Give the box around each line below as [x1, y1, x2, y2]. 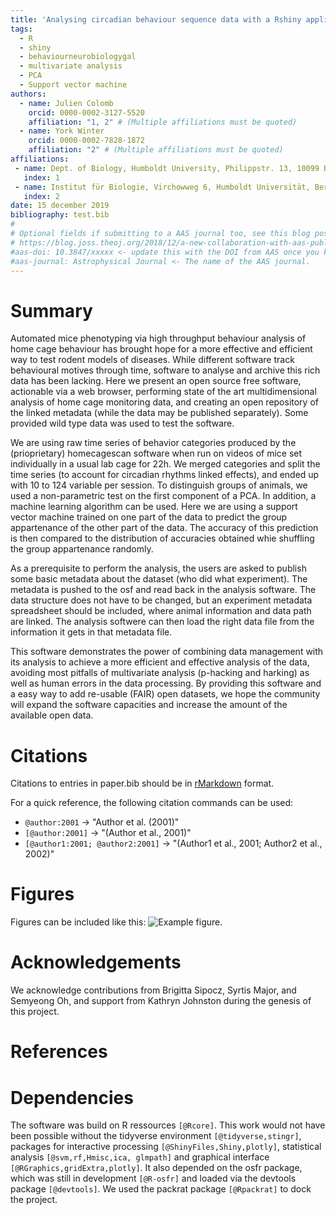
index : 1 [23, 172, 60, 183]
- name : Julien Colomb [19, 98, 114, 108]
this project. [10, 1006, 60, 1018]
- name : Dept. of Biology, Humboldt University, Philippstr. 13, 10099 [14, 163, 320, 173]
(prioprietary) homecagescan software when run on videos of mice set [10, 447, 303, 460]
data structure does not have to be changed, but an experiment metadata [10, 594, 313, 606]
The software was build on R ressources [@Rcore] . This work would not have [10, 1119, 326, 1131]
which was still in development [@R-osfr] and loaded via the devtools [10, 1172, 297, 1185]
